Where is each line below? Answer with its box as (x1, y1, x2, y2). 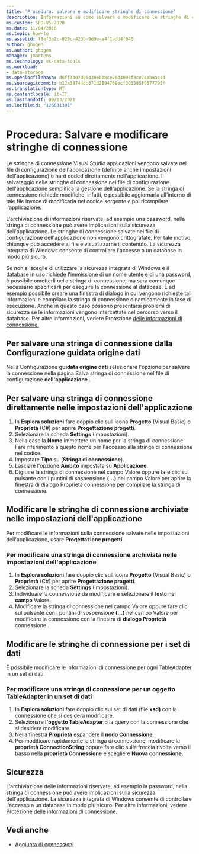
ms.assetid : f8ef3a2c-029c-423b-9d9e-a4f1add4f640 (6, 36, 134, 42)
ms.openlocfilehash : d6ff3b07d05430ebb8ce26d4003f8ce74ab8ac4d (6, 75, 166, 81)
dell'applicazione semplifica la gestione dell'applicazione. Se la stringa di (6, 185, 185, 192)
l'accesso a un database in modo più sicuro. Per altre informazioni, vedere (6, 802, 188, 809)
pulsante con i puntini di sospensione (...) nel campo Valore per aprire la (14, 475, 191, 482)
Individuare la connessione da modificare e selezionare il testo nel (14, 590, 176, 598)
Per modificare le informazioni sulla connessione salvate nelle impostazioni (6, 529, 190, 537)
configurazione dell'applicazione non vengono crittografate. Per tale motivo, (6, 235, 192, 242)
